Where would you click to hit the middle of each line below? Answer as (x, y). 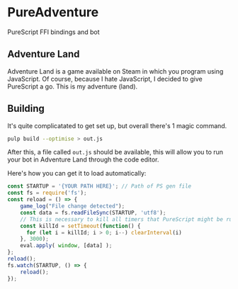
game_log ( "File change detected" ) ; (73, 206)
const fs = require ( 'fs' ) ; (47, 193)
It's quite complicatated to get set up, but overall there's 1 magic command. (117, 125)
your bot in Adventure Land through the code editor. (83, 159)
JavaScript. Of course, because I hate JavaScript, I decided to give (105, 79)
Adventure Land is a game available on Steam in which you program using (115, 71)
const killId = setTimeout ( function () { (80, 226)
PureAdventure (53, 12)
